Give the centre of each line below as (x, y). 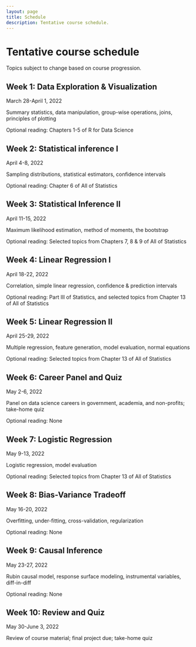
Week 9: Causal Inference (54, 550)
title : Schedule (26, 17)
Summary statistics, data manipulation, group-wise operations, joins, (89, 112)
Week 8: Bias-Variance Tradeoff (66, 495)
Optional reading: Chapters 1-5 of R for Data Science (70, 130)
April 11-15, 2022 (26, 218)
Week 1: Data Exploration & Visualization (82, 86)
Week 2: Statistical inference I (62, 148)
